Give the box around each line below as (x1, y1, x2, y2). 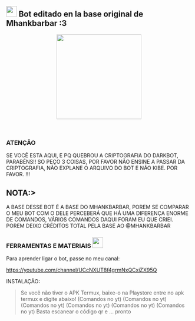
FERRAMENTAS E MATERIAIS (6, 241, 91, 250)
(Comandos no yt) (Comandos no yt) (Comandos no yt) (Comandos (20, 302, 185, 309)
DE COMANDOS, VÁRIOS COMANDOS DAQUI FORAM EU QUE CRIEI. (6, 216, 174, 223)
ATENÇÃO (6, 138, 36, 147)
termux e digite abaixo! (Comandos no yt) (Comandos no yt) (20, 296, 167, 303)
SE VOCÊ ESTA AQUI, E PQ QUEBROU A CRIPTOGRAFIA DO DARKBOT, (6, 152, 179, 159)
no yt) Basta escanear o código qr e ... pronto (20, 308, 131, 315)
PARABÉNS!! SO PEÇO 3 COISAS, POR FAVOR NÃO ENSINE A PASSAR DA (6, 158, 186, 166)
